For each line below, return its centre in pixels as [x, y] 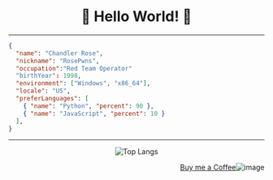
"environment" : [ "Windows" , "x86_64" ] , [83, 84]
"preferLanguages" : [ [52, 99]
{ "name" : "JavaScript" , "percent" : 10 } [94, 114]
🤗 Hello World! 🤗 [136, 17]
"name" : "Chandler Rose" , [60, 53]
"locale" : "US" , [43, 91]
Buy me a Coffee [208, 167]
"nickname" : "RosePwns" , [58, 61]
